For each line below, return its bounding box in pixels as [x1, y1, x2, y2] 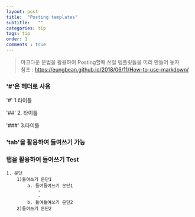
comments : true [6, 42, 46, 48]
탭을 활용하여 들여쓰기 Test [6, 156, 79, 164]
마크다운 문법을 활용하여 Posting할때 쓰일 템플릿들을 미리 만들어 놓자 [20, 59, 180, 66]
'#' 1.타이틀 [6, 97, 32, 104]
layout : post [6, 8, 38, 15]
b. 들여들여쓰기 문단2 [27, 199, 73, 206]
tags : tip [6, 31, 31, 37]
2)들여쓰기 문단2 [17, 206, 52, 212]
